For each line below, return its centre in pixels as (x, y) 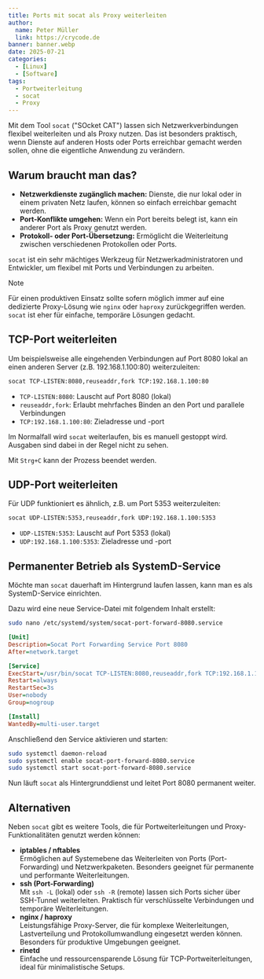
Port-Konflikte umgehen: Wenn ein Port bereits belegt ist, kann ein (128, 219)
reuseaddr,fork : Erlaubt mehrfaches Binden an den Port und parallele (132, 405)
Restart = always (33, 680)
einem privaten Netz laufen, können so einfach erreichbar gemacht (128, 202)
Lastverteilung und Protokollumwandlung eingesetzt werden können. (131, 934)
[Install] (24, 717)
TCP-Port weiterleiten (63, 340)
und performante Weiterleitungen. (74, 875)
